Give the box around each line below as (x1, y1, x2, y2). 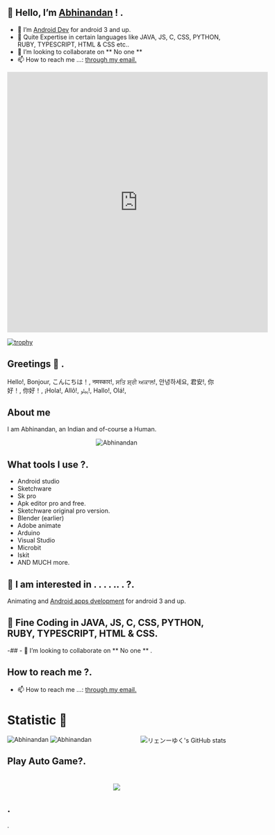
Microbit (17, 543, 42, 552)
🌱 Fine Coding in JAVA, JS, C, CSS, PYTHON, (7, 617, 204, 629)
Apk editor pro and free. (17, 499, 86, 508)
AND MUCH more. (17, 559, 70, 567)
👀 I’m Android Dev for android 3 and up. (17, 25, 131, 33)
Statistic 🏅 (7, 712, 67, 728)
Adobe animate (17, 522, 61, 530)
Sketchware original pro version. (17, 506, 110, 515)
